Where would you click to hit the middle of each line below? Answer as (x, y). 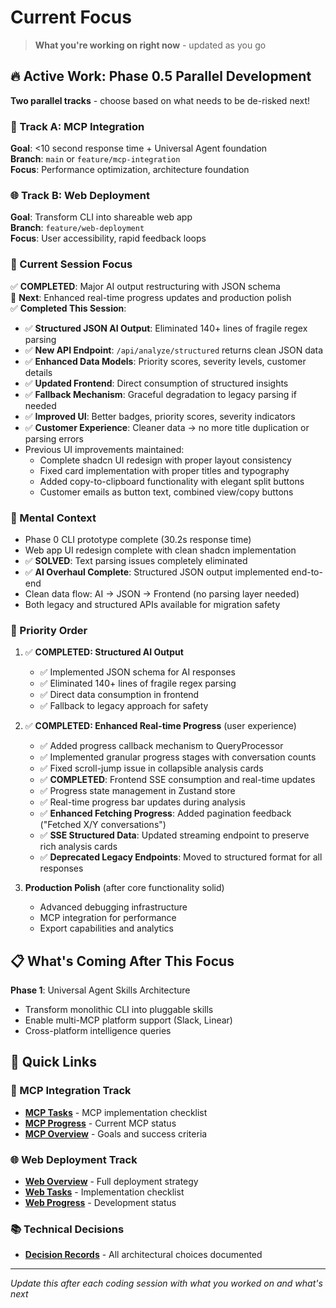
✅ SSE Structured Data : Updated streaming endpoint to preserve (174, 835)
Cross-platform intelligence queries (98, 1031)
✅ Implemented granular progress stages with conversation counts (178, 757)
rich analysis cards (78, 847)
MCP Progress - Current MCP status (100, 1123)
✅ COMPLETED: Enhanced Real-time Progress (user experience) (160, 726)
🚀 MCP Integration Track (71, 1091)
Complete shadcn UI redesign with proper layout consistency (165, 460)
